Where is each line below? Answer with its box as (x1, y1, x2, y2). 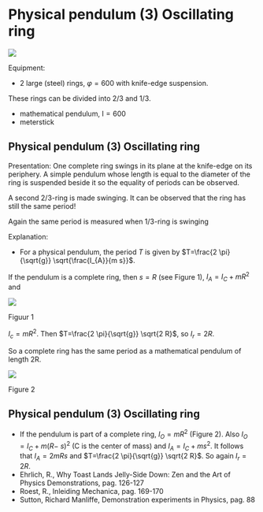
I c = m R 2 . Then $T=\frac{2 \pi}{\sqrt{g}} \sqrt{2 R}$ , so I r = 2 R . (8, 328, 215, 340)
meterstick (19, 117, 55, 127)
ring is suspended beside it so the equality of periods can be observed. (8, 177, 240, 187)
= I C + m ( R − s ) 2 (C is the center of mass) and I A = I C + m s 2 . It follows (19, 440, 244, 452)
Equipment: (8, 63, 46, 72)
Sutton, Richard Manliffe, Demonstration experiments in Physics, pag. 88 (19, 495, 256, 505)
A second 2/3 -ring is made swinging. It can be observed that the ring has (8, 193, 246, 202)
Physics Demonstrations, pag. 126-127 (19, 478, 144, 488)
